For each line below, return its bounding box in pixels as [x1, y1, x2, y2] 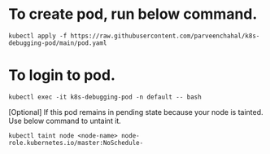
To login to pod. [8, 66, 116, 85]
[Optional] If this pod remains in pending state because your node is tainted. [8, 107, 263, 117]
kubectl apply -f [8, 32, 67, 40]
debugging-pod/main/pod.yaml [8, 38, 107, 47]
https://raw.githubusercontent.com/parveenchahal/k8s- [70, 32, 260, 40]
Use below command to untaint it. [8, 116, 122, 125]
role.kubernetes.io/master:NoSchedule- [8, 139, 144, 147]
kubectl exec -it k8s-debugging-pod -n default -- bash [8, 93, 202, 101]
